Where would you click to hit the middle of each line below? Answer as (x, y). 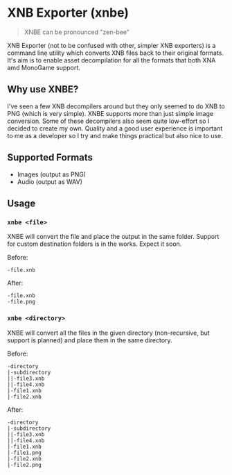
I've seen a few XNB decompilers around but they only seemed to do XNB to (116, 106)
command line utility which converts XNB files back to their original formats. (115, 53)
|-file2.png (24, 465)
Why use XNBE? (43, 89)
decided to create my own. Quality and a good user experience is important (115, 128)
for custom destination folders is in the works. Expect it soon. (95, 244)
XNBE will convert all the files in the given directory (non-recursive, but (108, 333)
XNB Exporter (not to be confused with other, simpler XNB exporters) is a (111, 45)
